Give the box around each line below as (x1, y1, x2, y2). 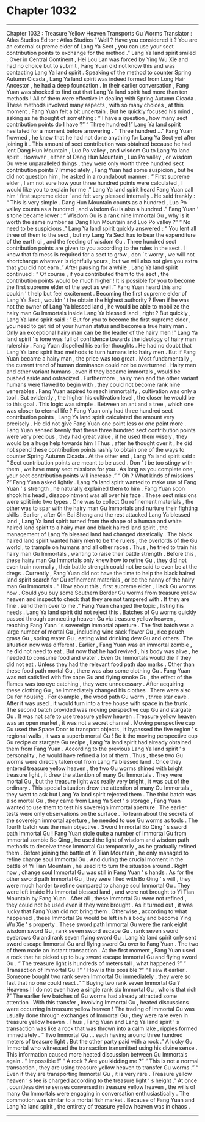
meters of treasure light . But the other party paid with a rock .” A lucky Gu (6, 1038, 193, 1045)
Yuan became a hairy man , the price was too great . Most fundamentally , (6, 354, 192, 362)
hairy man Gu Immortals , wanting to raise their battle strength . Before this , (6, 550, 197, 557)
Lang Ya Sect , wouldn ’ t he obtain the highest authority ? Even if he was (6, 296, 190, 304)
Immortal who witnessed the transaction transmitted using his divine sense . (6, 1044, 198, 1052)
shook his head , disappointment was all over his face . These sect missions (6, 491, 197, 499)
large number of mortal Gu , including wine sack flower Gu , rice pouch (6, 628, 185, 635)
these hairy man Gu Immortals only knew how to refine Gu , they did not (6, 556, 187, 564)
